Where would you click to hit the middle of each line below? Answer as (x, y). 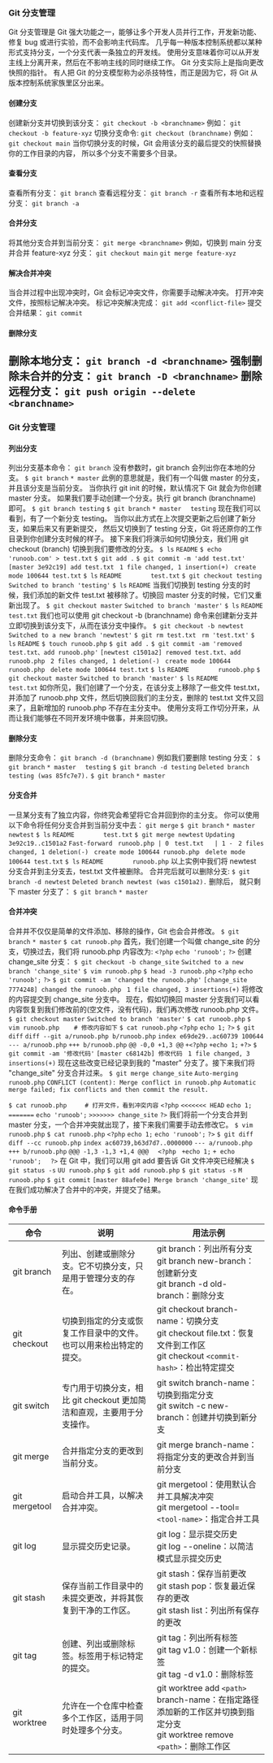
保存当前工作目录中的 (103, 1586)
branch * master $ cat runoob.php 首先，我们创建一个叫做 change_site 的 (131, 941)
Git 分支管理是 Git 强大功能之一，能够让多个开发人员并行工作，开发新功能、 (135, 32)
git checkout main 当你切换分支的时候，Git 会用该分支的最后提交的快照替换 (135, 143)
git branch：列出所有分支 (205, 1249)
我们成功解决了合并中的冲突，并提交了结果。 (90, 1189)
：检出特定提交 (206, 1368)
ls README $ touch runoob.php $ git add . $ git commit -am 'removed (125, 644)
